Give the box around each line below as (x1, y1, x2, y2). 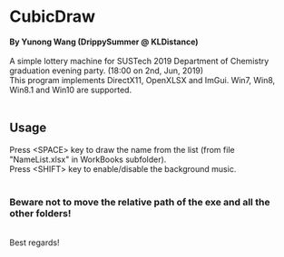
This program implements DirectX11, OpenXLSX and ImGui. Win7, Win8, (9, 74, 276, 85)
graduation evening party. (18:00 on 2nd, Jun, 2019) (9, 65, 204, 76)
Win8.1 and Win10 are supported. (9, 84, 132, 95)
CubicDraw (9, 6, 96, 27)
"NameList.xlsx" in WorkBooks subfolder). (9, 154, 167, 165)
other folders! (9, 206, 72, 219)
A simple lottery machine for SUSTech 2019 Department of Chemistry (9, 55, 269, 66)
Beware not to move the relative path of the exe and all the (9, 195, 270, 208)
